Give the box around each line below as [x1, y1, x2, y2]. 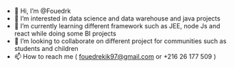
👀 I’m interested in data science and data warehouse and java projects [14, 14, 221, 23]
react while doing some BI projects [14, 29, 116, 38]
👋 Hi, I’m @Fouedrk [14, 7, 71, 15]
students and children [14, 45, 78, 52]
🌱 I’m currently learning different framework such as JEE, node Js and [14, 22, 220, 30]
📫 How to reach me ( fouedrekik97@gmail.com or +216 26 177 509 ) [14, 52, 216, 60]
